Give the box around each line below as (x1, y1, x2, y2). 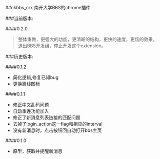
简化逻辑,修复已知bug (12, 74, 59, 81)
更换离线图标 (12, 81, 40, 87)
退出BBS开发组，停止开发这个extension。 (17, 43, 106, 49)
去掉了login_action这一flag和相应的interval (12, 121, 103, 127)
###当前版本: (5, 15, 33, 22)
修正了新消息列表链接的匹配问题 (12, 114, 81, 121)
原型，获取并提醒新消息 (12, 148, 63, 154)
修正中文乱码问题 (12, 102, 49, 108)
